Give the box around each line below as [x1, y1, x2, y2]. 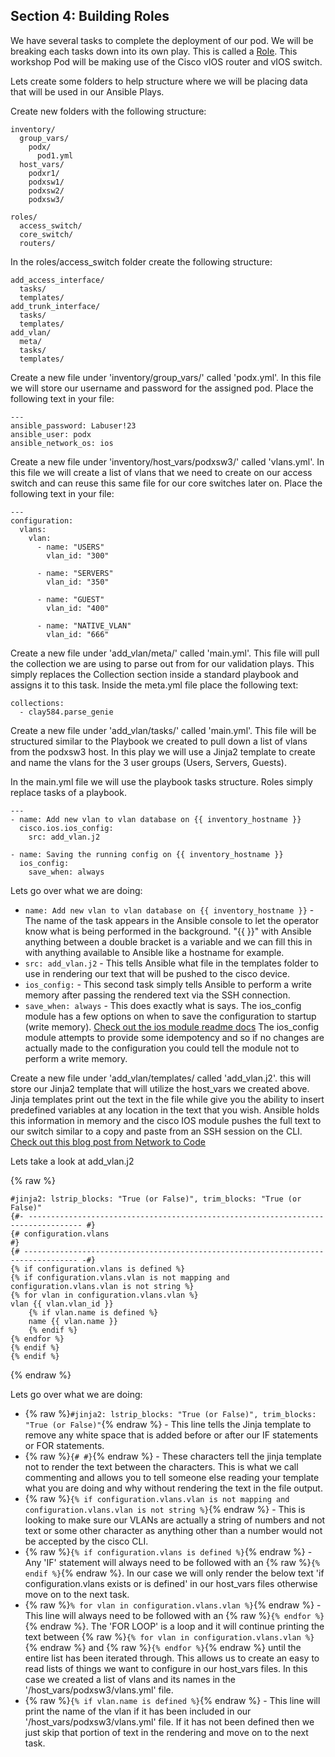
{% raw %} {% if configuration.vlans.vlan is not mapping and [24, 1492, 290, 1504]
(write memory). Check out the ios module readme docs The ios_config [24, 1020, 320, 1033]
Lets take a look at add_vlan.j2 [10, 1155, 135, 1167]
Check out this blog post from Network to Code [10, 1135, 206, 1148]
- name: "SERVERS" [36, 568, 114, 578]
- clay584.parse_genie [19, 707, 114, 717]
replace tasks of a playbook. [10, 786, 127, 798]
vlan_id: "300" [46, 550, 110, 561]
